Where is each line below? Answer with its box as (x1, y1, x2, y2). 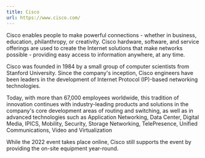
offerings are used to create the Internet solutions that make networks (6, 44, 183, 52)
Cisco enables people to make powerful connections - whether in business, (6, 31, 197, 38)
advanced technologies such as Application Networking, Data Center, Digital (6, 113, 199, 121)
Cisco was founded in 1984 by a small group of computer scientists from (6, 62, 190, 70)
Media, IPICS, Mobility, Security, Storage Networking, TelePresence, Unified (6, 120, 198, 127)
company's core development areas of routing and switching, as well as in (6, 107, 194, 114)
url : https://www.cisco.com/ (6, 15, 81, 21)
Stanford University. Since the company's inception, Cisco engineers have (6, 69, 194, 76)
